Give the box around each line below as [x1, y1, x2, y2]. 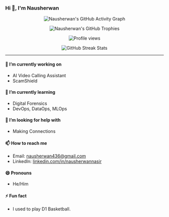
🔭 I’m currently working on [5, 61, 62, 67]
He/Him [12, 181, 29, 187]
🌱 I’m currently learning [5, 89, 55, 95]
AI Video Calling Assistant [12, 72, 66, 78]
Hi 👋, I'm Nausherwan [5, 5, 59, 12]
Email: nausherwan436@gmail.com [12, 153, 87, 159]
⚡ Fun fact [5, 192, 27, 198]
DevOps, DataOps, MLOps [12, 105, 67, 112]
